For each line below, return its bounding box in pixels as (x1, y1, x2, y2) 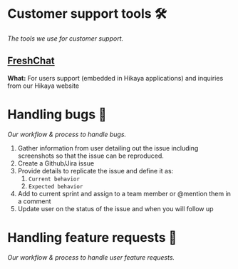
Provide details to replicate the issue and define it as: (17, 166, 174, 175)
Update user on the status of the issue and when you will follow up (17, 204, 214, 213)
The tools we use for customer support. (7, 34, 124, 43)
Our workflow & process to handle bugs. (7, 130, 127, 138)
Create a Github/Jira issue (17, 158, 95, 168)
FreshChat (7, 55, 55, 67)
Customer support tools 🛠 (7, 6, 167, 22)
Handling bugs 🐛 (7, 106, 107, 122)
